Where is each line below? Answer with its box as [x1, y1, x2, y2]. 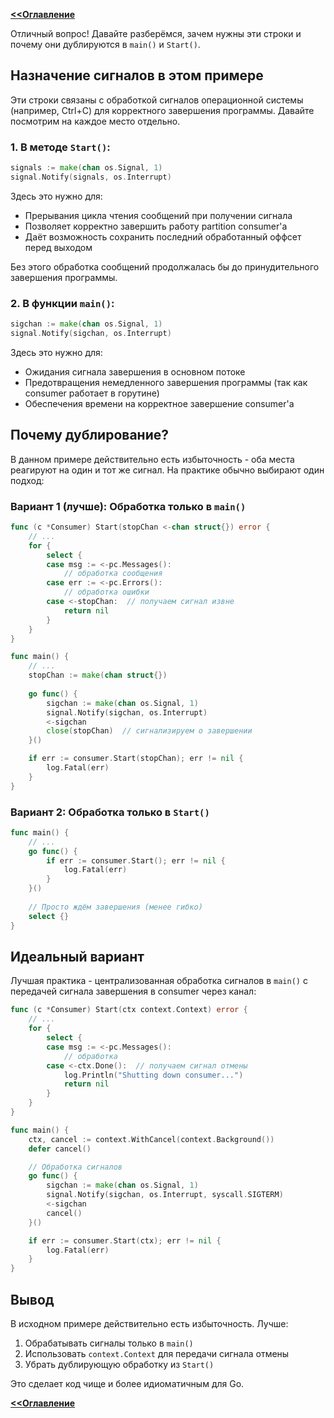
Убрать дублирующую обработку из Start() [24, 1358, 215, 1370]
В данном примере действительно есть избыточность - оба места [10, 453, 295, 465]
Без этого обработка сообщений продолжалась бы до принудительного [10, 260, 320, 273]
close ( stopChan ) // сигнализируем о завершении [46, 726, 253, 736]
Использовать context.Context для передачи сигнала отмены [24, 1347, 290, 1359]
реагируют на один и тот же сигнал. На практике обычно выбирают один [10, 464, 325, 476]
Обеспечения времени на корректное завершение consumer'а [24, 397, 295, 409]
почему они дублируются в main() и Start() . [10, 39, 201, 50]
